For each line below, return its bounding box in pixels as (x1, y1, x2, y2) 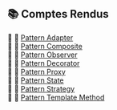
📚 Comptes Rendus (7, 7, 109, 21)
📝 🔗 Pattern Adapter (7, 32, 74, 43)
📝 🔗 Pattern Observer (7, 50, 78, 59)
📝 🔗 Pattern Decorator (7, 58, 80, 67)
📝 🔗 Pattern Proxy (7, 67, 66, 76)
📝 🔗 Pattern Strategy (7, 84, 75, 93)
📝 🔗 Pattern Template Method (7, 92, 105, 102)
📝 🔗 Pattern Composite (7, 41, 83, 51)
